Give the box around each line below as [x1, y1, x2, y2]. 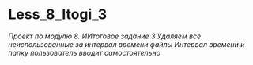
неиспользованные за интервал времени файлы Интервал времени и [8, 39, 245, 49]
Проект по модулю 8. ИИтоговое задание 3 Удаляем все [8, 31, 202, 41]
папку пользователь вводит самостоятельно [8, 48, 160, 57]
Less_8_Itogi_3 [8, 5, 108, 23]
